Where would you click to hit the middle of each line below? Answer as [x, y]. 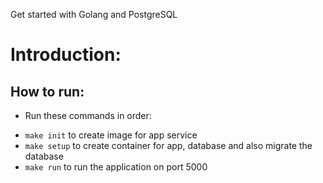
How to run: [47, 91]
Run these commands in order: [88, 115]
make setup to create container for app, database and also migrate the [168, 145]
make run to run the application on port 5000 [116, 167]
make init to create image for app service [111, 135]
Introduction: [66, 55]
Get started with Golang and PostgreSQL [94, 14]
